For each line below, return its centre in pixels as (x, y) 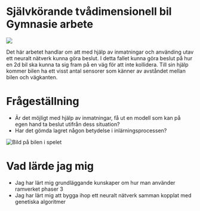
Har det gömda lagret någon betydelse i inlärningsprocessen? (91, 131)
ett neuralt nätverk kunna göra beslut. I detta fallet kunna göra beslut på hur (99, 58)
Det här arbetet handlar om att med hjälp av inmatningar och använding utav (100, 52)
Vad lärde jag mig (50, 166)
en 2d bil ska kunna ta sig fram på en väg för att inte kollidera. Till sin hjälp (98, 64)
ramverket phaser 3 (39, 189)
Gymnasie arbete (50, 24)
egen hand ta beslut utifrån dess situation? (67, 124)
